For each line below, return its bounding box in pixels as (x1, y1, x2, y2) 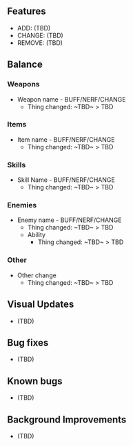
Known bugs (7, 375, 63, 387)
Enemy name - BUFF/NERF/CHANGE (17, 216, 122, 224)
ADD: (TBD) (17, 24, 51, 32)
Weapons (7, 80, 40, 89)
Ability (27, 231, 46, 239)
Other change (17, 271, 57, 279)
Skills (7, 160, 26, 169)
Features (7, 6, 46, 17)
